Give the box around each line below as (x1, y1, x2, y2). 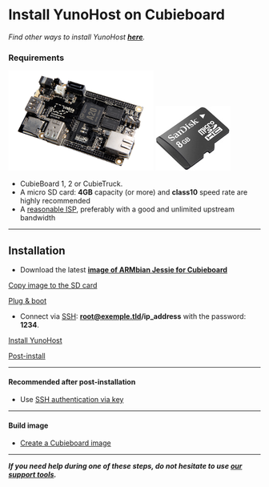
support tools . (8, 470, 57, 480)
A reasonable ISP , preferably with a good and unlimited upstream (19, 204, 235, 214)
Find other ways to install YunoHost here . (8, 32, 146, 42)
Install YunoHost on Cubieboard (8, 6, 226, 24)
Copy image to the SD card (8, 280, 98, 290)
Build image (8, 421, 49, 430)
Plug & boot (8, 296, 47, 306)
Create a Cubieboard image (19, 438, 111, 448)
